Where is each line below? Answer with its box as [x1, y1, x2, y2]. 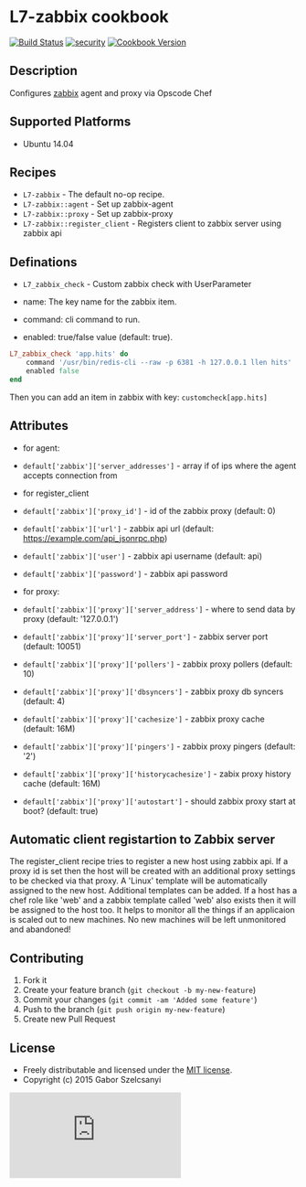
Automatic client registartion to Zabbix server [9, 831, 276, 847]
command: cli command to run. [22, 314, 141, 326]
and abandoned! [9, 924, 71, 935]
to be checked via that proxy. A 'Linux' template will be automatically [9, 875, 268, 886]
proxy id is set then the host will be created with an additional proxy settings [9, 866, 296, 877]
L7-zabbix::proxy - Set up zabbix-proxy [22, 209, 174, 219]
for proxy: [22, 585, 60, 596]
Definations [9, 254, 78, 270]
